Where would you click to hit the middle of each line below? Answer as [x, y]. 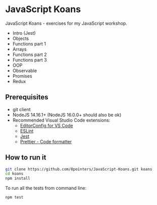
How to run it [26, 158]
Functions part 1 [29, 43]
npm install [18, 178]
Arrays [19, 49]
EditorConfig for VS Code [46, 125]
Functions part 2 [30, 55]
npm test [14, 197]
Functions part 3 [30, 60]
